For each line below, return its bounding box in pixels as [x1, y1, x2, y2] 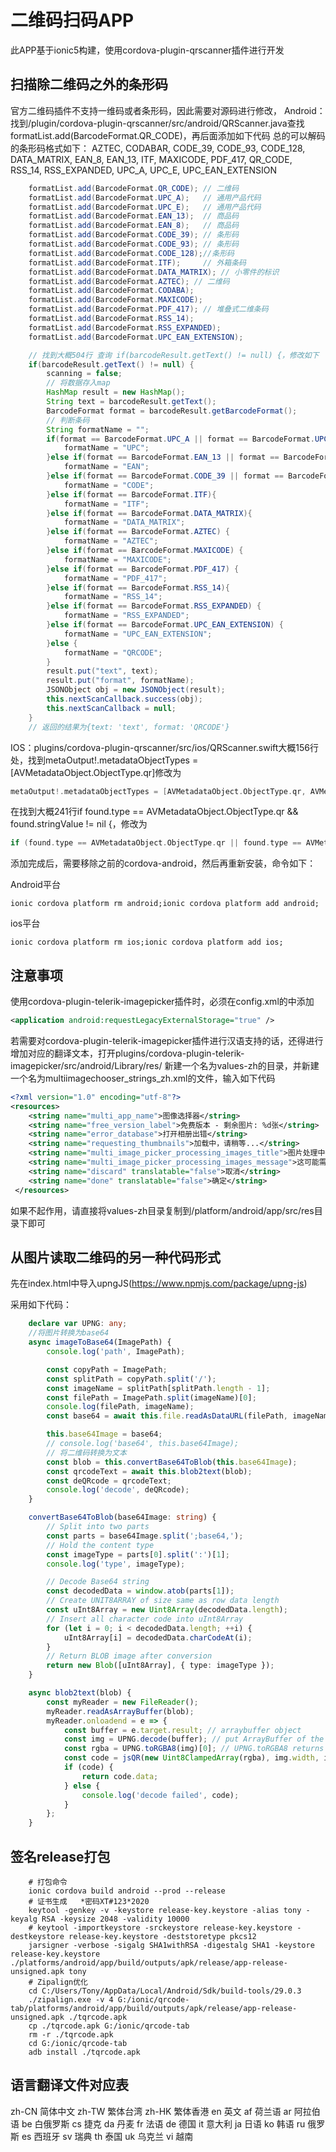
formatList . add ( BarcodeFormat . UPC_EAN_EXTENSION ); [28, 332, 244, 342]
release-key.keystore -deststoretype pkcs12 [68, 1931, 257, 1941]
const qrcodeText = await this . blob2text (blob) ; [46, 1466, 253, 1476]
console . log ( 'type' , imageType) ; [46, 1559, 186, 1569]
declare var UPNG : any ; [28, 1319, 128, 1329]
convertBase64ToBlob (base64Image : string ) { [28, 1512, 217, 1523]
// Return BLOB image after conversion [46, 1651, 213, 1661]
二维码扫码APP [10, 9, 135, 32]
